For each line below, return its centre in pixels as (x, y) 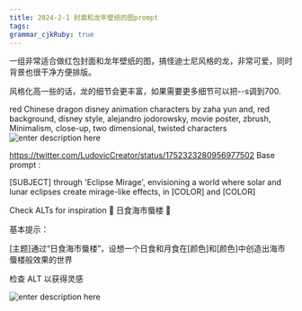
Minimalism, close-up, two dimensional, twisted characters (118, 129)
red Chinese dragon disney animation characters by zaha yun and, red (140, 110)
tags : (19, 26)
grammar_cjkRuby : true (52, 34)
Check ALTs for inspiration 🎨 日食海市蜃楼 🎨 (90, 210)
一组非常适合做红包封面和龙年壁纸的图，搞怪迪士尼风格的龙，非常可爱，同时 (151, 61)
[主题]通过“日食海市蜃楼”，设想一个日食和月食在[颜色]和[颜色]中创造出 (139, 249)
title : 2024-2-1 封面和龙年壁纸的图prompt (84, 18)
